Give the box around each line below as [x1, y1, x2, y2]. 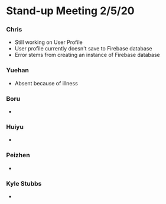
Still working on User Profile [14, 39, 83, 46]
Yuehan [6, 66, 30, 75]
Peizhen [6, 151, 31, 160]
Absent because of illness [14, 79, 78, 87]
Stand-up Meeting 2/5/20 [6, 4, 135, 18]
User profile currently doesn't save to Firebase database [14, 45, 152, 52]
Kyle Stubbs [6, 179, 42, 187]
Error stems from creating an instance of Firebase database [14, 52, 161, 59]
